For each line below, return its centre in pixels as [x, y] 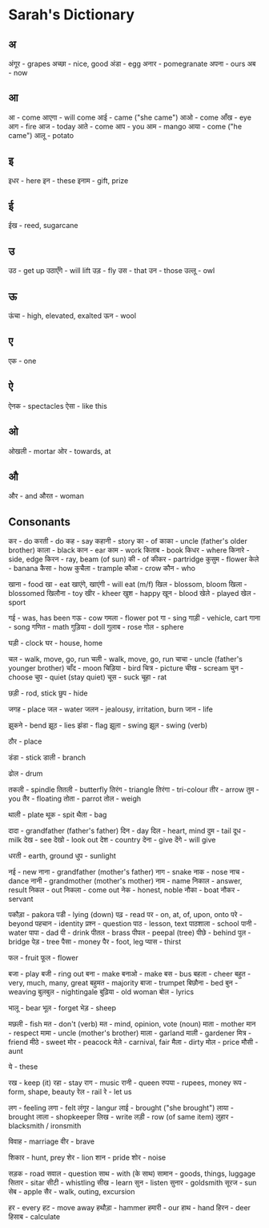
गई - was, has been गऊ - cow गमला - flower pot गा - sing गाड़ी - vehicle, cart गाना [134, 618]
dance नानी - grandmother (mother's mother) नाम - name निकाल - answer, [125, 881]
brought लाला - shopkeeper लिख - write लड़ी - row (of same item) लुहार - [121, 1117]
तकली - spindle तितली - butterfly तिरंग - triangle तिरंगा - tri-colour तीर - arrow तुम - [134, 789]
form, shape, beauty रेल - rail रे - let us [70, 1092]
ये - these [23, 1067]
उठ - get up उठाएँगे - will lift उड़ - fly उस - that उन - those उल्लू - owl [112, 271]
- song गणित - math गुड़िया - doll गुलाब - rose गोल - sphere [96, 627]
